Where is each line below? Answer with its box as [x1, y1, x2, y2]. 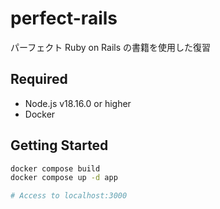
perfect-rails [10, 7, 118, 30]
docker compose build [10, 163, 101, 174]
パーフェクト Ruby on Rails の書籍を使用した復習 [10, 41, 212, 53]
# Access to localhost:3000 [10, 191, 128, 201]
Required [10, 71, 68, 88]
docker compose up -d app [10, 173, 118, 183]
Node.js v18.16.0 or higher [24, 97, 132, 109]
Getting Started [10, 137, 109, 154]
